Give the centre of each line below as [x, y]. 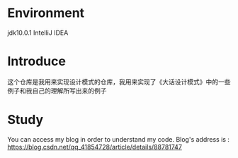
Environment [46, 13]
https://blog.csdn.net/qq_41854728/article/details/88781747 [95, 147]
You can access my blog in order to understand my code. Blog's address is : [119, 139]
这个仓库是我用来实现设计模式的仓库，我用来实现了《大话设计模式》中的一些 [119, 81]
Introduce [36, 61]
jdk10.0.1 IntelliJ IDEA [38, 33]
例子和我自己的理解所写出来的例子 [57, 91]
